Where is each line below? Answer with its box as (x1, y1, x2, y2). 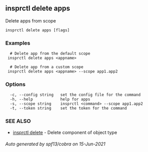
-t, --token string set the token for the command (10, 106, 127, 111)
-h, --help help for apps (10, 97, 91, 102)
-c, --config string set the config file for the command (10, 92, 141, 98)
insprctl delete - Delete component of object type (12, 129, 117, 135)
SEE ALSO (5, 118, 31, 125)
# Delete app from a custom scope (10, 64, 83, 70)
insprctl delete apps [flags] (5, 28, 70, 33)
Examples (5, 39, 31, 47)
